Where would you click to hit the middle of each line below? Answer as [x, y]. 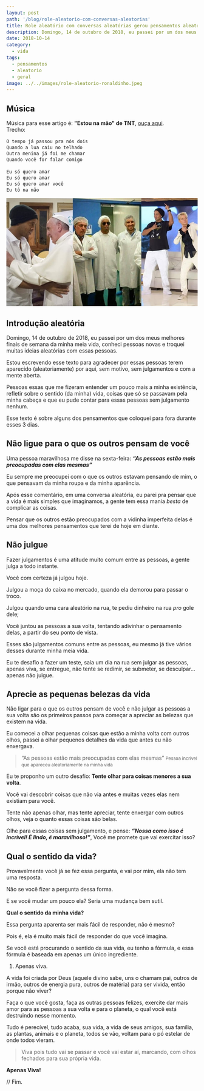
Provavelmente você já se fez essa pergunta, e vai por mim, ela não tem [96, 871]
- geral [22, 77]
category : [19, 45]
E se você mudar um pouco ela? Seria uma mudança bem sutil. [85, 901]
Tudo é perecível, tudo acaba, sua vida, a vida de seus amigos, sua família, [100, 1027]
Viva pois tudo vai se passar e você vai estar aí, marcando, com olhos [108, 1052]
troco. [14, 596]
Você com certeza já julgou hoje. [47, 578]
